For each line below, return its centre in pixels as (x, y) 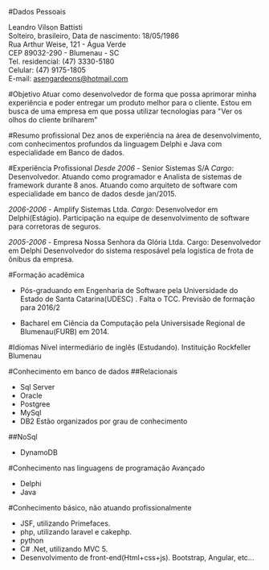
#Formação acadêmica (47, 275)
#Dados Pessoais (37, 12)
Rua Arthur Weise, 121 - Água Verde (67, 44)
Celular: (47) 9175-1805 (47, 70)
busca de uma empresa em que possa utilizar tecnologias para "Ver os (125, 111)
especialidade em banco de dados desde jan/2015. (92, 194)
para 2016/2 (40, 308)
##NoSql (23, 437)
